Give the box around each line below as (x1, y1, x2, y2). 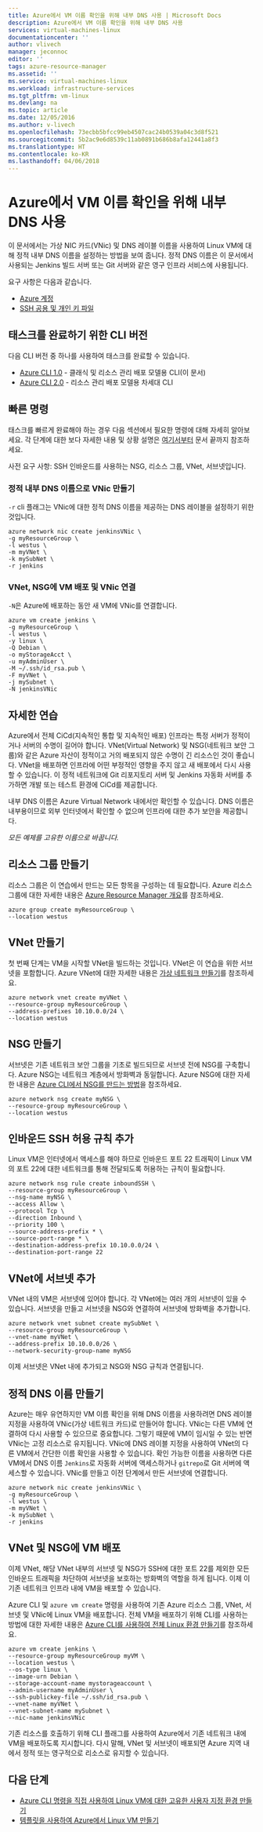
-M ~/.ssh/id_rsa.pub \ (8, 665, 86, 673)
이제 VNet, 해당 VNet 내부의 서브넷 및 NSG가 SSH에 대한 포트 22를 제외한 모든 (8, 1564, 250, 1573)
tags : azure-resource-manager (8, 63, 107, 71)
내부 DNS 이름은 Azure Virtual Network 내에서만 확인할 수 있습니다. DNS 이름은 (8, 797, 254, 806)
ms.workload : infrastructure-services (8, 84, 135, 93)
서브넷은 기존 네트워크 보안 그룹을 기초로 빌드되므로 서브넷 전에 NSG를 (8, 1060, 223, 1069)
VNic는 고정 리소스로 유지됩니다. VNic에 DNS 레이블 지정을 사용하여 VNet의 (8, 1438, 241, 1448)
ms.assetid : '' (8, 70, 58, 78)
